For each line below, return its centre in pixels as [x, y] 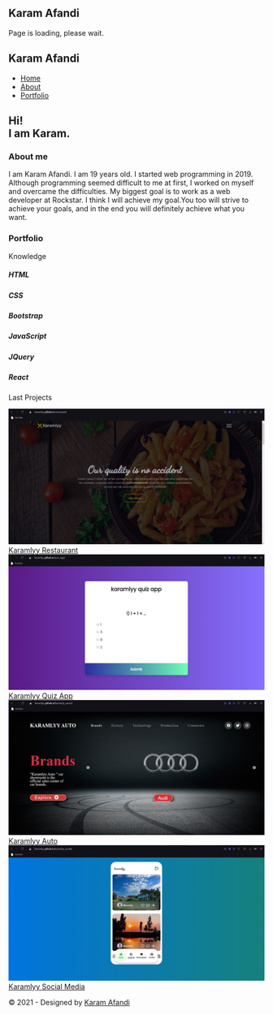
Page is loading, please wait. [56, 32]
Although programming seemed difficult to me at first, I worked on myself [131, 183]
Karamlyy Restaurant [43, 550]
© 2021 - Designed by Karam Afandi [69, 1002]
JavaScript [28, 336]
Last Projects [30, 398]
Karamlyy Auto [33, 840]
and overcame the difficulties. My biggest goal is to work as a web [119, 192]
